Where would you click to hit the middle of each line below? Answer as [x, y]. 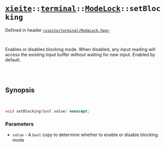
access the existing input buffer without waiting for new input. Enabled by [80, 54]
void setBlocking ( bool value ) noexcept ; [48, 111]
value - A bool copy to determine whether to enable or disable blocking [85, 135]
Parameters [19, 124]
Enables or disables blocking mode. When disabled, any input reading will [80, 49]
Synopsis [20, 90]
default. [13, 60]
